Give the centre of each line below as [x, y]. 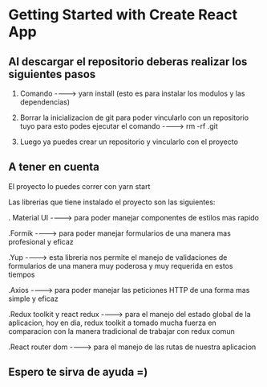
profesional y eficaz [41, 241]
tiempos [22, 274]
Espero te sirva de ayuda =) [78, 372]
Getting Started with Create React [123, 15]
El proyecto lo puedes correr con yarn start [79, 186]
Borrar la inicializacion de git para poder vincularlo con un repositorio [134, 117]
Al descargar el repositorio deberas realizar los [128, 62]
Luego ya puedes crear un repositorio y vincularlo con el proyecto [129, 142]
